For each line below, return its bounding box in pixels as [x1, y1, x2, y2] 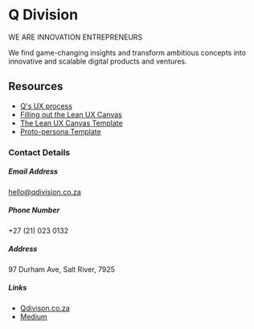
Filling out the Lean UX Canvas [19, 109, 122, 119]
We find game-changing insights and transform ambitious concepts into [8, 47, 247, 57]
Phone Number [8, 205, 60, 215]
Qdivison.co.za [19, 303, 70, 313]
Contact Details [8, 146, 71, 158]
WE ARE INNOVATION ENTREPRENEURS [8, 32, 143, 42]
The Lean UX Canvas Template [19, 118, 123, 128]
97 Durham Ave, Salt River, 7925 [8, 264, 115, 274]
